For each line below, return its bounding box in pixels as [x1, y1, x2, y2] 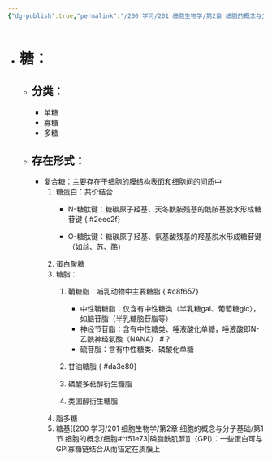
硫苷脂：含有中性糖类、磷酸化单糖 [80, 345, 194, 354]
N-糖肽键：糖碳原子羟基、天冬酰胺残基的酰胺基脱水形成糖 [67, 204, 261, 214]
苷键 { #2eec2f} [67, 215, 121, 224]
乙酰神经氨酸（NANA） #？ [80, 334, 171, 344]
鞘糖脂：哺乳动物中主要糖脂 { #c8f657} [67, 286, 200, 297]
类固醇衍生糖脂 [67, 396, 119, 407]
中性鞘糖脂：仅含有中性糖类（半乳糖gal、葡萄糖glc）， [80, 304, 261, 314]
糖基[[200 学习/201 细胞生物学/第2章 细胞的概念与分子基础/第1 [55, 424, 264, 433]
